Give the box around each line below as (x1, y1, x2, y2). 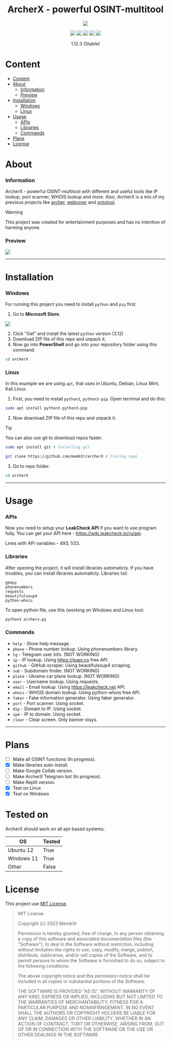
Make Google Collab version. (12, 767, 74, 774)
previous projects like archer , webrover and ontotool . (5, 199, 116, 206)
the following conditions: (17, 963, 70, 969)
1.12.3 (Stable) (71, 40, 100, 47)
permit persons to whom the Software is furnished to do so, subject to (17, 958, 165, 964)
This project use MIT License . (5, 901, 68, 907)
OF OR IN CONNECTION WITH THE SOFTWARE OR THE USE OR (17, 1026, 153, 1032)
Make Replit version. (12, 779, 56, 785)
